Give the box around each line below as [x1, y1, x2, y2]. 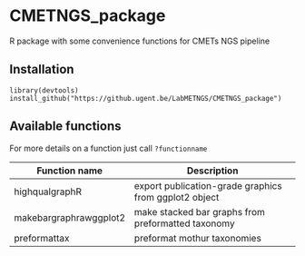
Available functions [9, 119, 122, 134]
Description [186, 164, 239, 177]
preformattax [14, 231, 70, 244]
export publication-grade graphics [133, 179, 283, 192]
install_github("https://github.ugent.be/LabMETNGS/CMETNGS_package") [9, 94, 282, 103]
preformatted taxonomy [133, 217, 235, 230]
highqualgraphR [14, 185, 83, 198]
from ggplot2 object [133, 191, 220, 203]
